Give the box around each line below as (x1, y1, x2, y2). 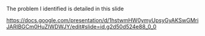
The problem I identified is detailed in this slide (6, 5, 124, 12)
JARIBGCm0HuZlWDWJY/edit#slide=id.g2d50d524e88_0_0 (6, 23, 157, 30)
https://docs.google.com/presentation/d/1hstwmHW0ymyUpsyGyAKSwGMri (6, 17, 199, 23)
